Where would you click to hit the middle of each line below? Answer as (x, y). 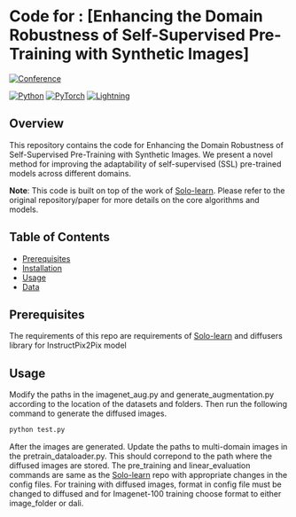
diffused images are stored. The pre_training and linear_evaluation (130, 466)
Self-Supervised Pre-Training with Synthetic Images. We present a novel (141, 154)
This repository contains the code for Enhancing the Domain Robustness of (146, 145)
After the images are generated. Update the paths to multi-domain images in (148, 447)
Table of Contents (60, 237)
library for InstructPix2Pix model (68, 345)
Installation (42, 268)
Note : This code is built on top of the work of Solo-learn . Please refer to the (147, 190)
